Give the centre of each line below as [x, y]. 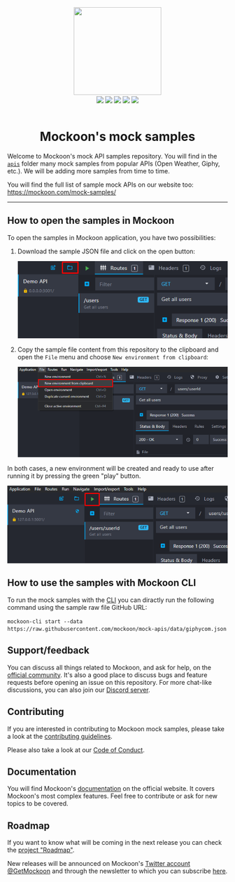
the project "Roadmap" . [41, 850]
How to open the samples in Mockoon [91, 221]
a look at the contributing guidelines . [60, 736]
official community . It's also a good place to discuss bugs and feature [107, 675]
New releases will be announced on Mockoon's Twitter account [99, 864]
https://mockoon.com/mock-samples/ [62, 192]
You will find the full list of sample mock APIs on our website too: [100, 185]
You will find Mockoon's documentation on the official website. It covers [111, 789]
